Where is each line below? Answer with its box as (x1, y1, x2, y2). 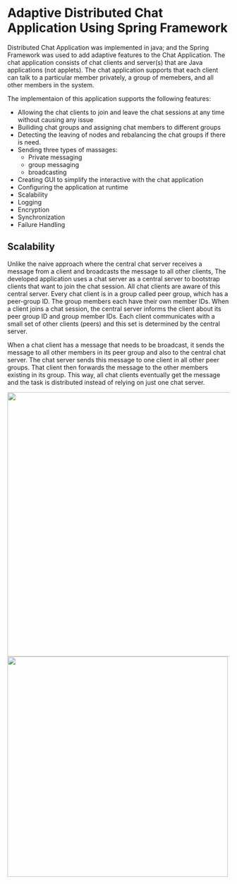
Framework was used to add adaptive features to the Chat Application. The (7, 51, 226, 59)
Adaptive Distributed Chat (7, 5, 164, 21)
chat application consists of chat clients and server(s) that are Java (7, 58, 203, 66)
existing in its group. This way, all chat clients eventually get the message (7, 370, 221, 379)
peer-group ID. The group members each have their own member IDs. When (7, 297, 229, 305)
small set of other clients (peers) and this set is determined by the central (7, 319, 221, 328)
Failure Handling (17, 220, 66, 228)
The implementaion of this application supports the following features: (7, 94, 212, 103)
